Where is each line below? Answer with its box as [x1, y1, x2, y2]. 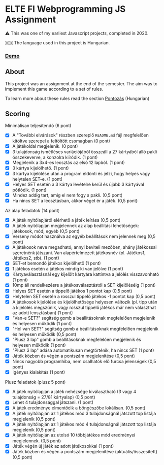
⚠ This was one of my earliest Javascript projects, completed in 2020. [5, 30, 149, 36]
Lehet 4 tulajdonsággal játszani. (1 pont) [12, 399, 94, 405]
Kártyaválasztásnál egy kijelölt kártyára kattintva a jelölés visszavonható [12, 271, 159, 277]
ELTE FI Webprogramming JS [5, 3, 126, 15]
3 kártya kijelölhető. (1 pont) [12, 165, 69, 171]
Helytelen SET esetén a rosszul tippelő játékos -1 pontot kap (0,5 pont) [12, 293, 156, 299]
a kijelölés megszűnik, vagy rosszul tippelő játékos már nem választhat [12, 304, 156, 310]
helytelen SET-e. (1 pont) [12, 176, 63, 182]
